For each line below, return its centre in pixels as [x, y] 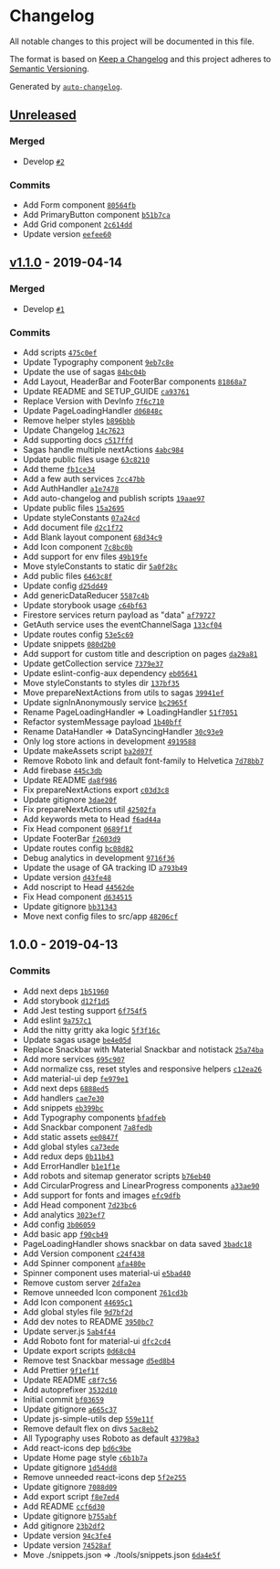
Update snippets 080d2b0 [69, 644]
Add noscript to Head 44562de [78, 887]
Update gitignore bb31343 [70, 906]
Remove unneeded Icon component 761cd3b [105, 1292]
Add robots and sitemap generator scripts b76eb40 [117, 1176]
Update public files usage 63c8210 [86, 459]
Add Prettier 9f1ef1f [61, 1370]
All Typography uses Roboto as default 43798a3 [111, 1438]
